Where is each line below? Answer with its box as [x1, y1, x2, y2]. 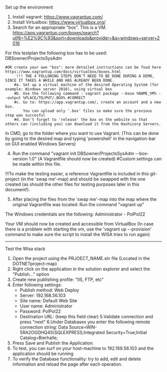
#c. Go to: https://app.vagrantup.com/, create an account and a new [14, 100, 162, 105]
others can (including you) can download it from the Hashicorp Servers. [5, 122, 162, 126]
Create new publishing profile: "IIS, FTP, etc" [12, 276, 104, 282]
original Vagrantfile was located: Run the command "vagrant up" [12, 202, 144, 207]
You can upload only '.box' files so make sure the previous [23, 109, 153, 114]
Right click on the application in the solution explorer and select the [12, 266, 151, 272]
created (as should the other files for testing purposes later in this [5, 181, 140, 187]
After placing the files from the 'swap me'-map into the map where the [12, 196, 157, 202]
